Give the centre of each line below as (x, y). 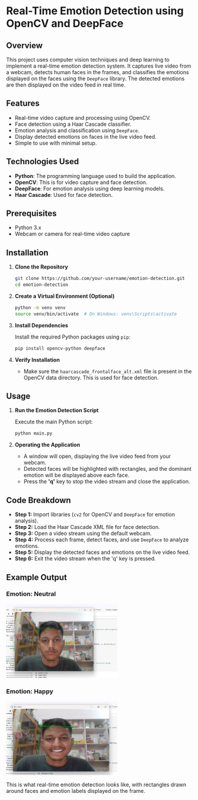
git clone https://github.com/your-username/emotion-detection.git (100, 279)
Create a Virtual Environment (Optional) (65, 296)
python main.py (33, 434)
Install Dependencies (41, 325)
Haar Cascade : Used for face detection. (64, 195)
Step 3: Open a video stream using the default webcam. (83, 533)
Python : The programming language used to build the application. (95, 176)
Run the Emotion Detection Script (57, 410)
